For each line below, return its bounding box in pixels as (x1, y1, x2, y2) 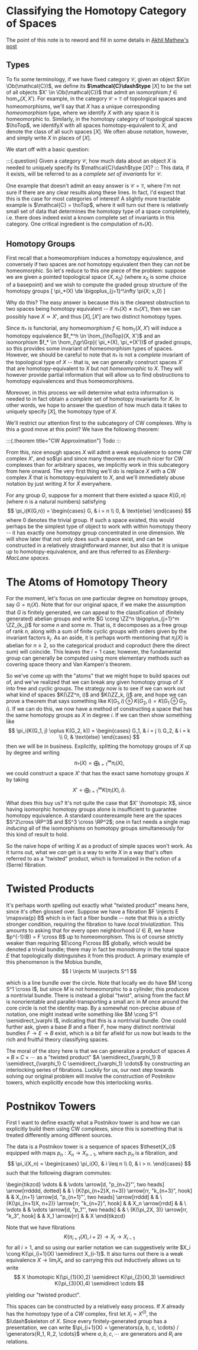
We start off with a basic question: (6, 145, 90, 152)
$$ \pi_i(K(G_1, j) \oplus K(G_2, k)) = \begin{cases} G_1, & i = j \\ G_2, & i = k (8, 727, 191, 734)
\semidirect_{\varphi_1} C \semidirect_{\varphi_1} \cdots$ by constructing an (6, 1060, 190, 1067)
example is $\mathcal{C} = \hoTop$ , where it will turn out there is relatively (6, 201, 189, 208)
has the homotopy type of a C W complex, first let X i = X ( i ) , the (6, 1309, 158, 1319)
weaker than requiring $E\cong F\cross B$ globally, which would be (6, 939, 171, 947)
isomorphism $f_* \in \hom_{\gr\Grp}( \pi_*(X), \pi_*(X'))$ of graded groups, (6, 338, 192, 345)
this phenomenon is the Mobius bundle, (6, 958, 103, 965)
